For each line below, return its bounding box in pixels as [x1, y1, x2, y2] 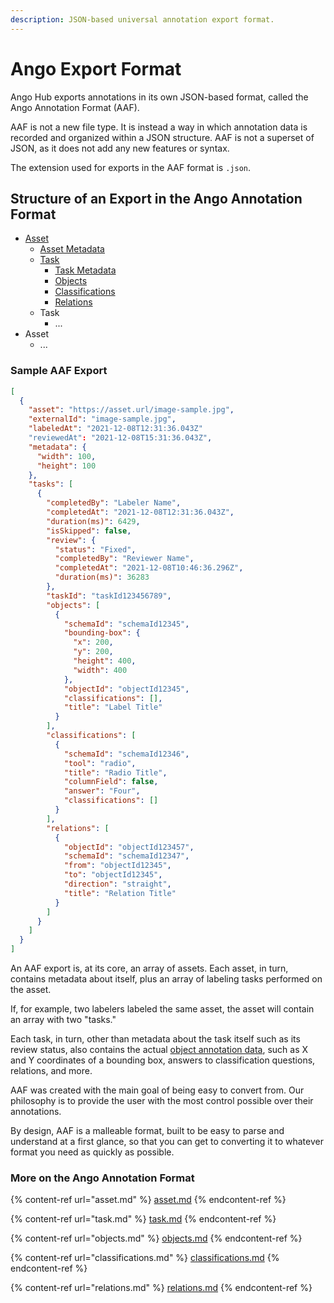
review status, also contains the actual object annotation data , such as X [10, 1044, 309, 1056]
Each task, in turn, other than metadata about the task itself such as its [10, 1033, 301, 1045]
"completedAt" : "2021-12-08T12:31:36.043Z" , [46, 507, 235, 518]
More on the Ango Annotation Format [10, 1171, 195, 1185]
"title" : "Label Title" [63, 702, 163, 713]
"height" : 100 [36, 461, 97, 471]
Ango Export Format [10, 57, 182, 80]
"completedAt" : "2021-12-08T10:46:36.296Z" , [54, 563, 244, 573]
